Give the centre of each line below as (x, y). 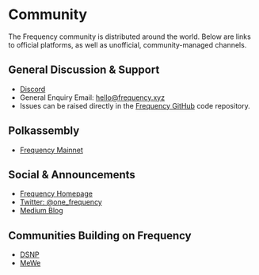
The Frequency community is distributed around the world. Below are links (129, 36)
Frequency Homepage (56, 194)
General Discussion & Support (84, 70)
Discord (32, 89)
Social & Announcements (72, 175)
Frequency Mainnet (51, 150)
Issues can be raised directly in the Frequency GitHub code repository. (135, 105)
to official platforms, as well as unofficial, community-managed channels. (128, 44)
